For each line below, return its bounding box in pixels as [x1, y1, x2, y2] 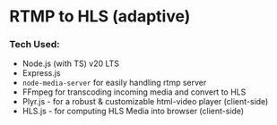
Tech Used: [9, 38, 60, 51]
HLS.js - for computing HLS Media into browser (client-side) [22, 105, 245, 117]
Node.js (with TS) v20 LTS [22, 58, 119, 69]
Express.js [22, 68, 61, 79]
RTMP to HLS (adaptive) [9, 6, 191, 27]
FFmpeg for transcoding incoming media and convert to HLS [22, 87, 247, 97]
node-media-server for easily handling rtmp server [22, 78, 207, 88]
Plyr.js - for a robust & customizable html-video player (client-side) [22, 96, 269, 107]
